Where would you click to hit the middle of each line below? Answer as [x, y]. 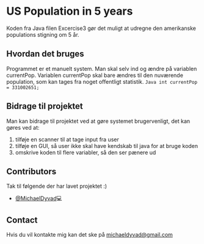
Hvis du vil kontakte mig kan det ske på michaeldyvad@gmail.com [89, 235]
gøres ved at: [23, 127]
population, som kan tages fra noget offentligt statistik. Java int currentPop [102, 81]
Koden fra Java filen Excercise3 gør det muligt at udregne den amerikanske [101, 28]
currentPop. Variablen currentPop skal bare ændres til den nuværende [95, 75]
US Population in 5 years [70, 11]
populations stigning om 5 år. [43, 34]
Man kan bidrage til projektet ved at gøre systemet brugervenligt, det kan [98, 121]
